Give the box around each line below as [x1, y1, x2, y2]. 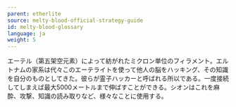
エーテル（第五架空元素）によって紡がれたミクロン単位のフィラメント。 [7, 57, 216, 65]
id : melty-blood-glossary [7, 23, 83, 30]
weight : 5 [7, 37, 37, 44]
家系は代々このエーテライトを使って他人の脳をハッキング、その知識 [31, 65, 229, 74]
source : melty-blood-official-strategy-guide [7, 17, 143, 24]
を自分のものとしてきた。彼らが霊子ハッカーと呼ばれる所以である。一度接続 [7, 75, 230, 83]
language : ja [7, 30, 46, 37]
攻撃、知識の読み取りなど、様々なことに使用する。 [19, 92, 168, 101]
